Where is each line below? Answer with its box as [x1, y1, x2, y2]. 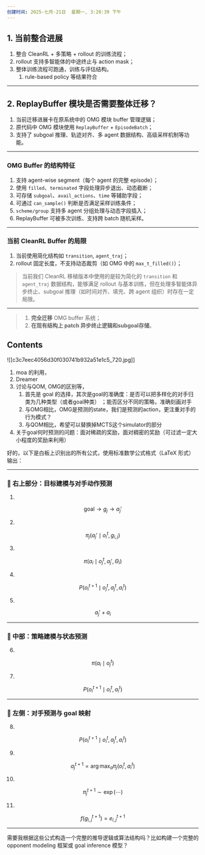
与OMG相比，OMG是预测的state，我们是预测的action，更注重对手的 [24, 405, 196, 413]
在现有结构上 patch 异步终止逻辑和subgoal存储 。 [30, 322, 155, 329]
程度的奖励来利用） [21, 436, 69, 443]
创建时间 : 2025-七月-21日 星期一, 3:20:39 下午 [7, 9, 122, 15]
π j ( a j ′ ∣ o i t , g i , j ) [85, 530, 120, 540]
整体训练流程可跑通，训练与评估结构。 [15, 65, 112, 73]
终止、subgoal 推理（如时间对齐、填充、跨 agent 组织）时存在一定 [27, 287, 194, 295]
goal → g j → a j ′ [83, 505, 122, 514]
